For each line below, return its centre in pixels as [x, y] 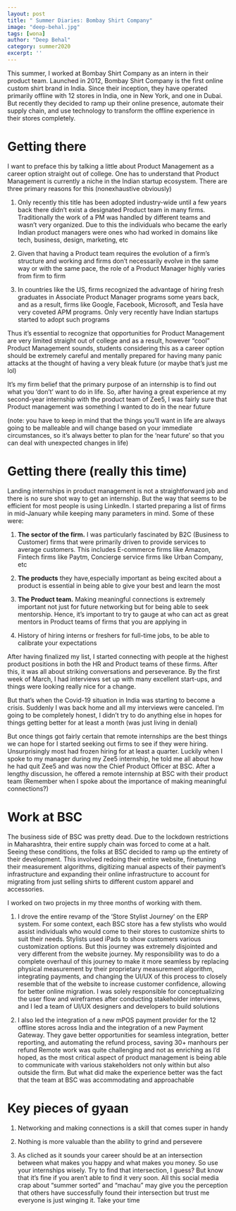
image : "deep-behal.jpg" [44, 27]
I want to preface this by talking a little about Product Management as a [111, 166]
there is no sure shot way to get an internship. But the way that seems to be [117, 498]
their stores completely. [42, 118]
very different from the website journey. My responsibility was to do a [118, 954]
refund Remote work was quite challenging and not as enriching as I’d [119, 1050]
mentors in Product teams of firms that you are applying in [102, 622]
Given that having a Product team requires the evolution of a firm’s [113, 253]
